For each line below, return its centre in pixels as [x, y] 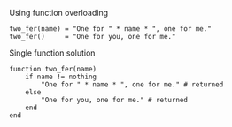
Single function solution [52, 53]
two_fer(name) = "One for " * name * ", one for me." [111, 29]
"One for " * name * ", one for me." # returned [132, 85]
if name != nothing [61, 77]
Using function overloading [59, 13]
